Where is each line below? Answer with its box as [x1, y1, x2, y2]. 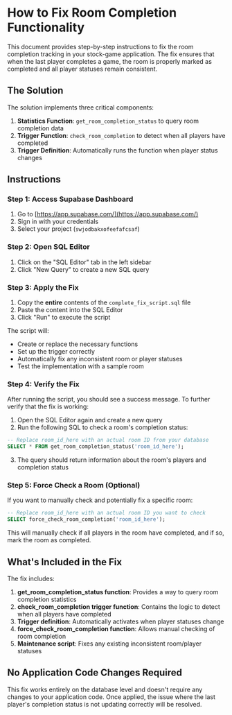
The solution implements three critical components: [7, 103, 154, 112]
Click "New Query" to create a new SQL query [17, 265, 150, 273]
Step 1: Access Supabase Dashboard [7, 194, 134, 204]
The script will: [7, 327, 50, 335]
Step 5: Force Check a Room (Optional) [7, 481, 141, 490]
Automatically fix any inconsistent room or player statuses [17, 355, 184, 363]
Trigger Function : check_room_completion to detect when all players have [17, 131, 226, 139]
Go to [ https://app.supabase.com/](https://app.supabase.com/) [17, 210, 199, 218]
